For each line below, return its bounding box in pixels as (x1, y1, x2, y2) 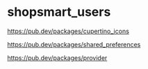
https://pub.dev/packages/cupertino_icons (7, 27, 130, 35)
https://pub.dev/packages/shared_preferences (7, 40, 141, 48)
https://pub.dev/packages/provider (7, 53, 108, 62)
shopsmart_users (7, 4, 111, 20)
